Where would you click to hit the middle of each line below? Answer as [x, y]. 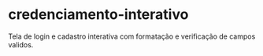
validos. [21, 44]
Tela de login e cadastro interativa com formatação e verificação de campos [132, 36]
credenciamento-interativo [98, 15]
